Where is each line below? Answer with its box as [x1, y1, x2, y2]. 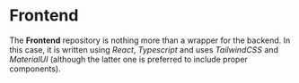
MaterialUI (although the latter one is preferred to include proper [9, 54, 249, 64]
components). [9, 63, 61, 74]
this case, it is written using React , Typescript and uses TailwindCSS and [9, 44, 278, 54]
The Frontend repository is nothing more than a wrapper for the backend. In [9, 35, 291, 46]
